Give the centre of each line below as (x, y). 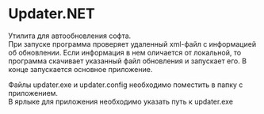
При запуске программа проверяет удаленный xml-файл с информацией (132, 44)
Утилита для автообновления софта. (70, 36)
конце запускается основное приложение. (80, 69)
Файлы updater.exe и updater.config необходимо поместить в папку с (126, 85)
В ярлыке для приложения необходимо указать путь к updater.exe (121, 101)
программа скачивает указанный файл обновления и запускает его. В (128, 61)
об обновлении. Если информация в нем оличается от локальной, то (125, 52)
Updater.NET (52, 14)
